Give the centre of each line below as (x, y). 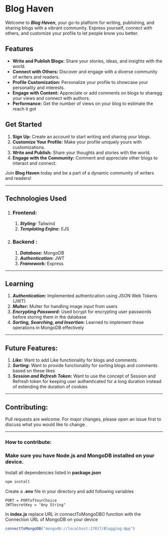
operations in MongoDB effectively (48, 327)
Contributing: (27, 407)
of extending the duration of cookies (50, 387)
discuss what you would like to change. (46, 424)
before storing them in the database (49, 317)
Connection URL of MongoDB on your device (52, 519)
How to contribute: (28, 442)
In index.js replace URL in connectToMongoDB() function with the (73, 514)
